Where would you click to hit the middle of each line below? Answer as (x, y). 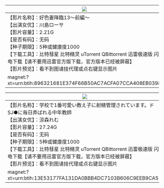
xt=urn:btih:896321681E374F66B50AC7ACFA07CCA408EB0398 (84, 83)
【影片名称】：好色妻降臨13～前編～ (49, 18)
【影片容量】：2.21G (31, 32)
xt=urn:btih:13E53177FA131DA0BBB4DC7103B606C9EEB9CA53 (85, 178)
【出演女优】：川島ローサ (36, 25)
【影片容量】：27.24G (32, 127)
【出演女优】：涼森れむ (33, 120)
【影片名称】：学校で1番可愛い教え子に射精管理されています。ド (81, 105)
